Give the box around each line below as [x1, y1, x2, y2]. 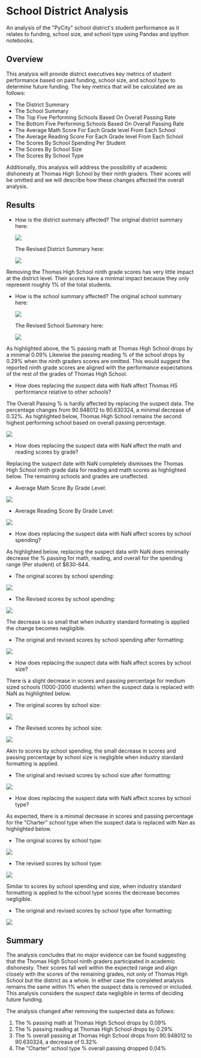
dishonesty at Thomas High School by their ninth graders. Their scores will [6, 170, 191, 177]
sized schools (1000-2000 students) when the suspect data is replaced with [6, 683, 194, 691]
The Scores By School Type [14, 152, 84, 159]
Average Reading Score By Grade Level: [14, 507, 114, 514]
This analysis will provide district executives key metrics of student [6, 70, 172, 77]
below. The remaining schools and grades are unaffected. [6, 472, 149, 479]
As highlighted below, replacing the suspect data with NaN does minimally [6, 548, 190, 555]
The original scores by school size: [14, 701, 101, 709]
